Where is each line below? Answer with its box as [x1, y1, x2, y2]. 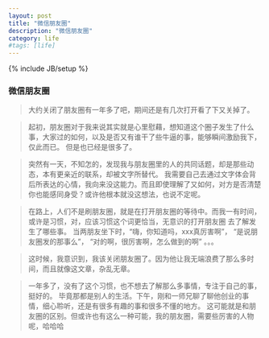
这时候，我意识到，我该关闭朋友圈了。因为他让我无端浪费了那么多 [27, 254, 247, 264]
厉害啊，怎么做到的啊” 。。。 [128, 237, 219, 246]
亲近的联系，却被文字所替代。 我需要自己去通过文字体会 [63, 170, 250, 179]
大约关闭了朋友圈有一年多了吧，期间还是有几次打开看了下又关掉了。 [27, 105, 255, 115]
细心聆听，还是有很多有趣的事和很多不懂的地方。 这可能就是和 [42, 301, 250, 311]
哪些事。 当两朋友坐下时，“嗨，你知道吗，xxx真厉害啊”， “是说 [42, 227, 251, 237]
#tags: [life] [8, 42, 56, 50]
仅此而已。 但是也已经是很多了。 [27, 142, 137, 152]
